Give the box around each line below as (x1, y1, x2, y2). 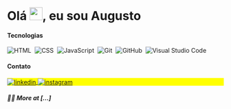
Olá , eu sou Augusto (7, 8, 142, 24)
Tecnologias (7, 31, 43, 39)
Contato (7, 62, 31, 70)
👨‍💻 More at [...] (7, 93, 52, 102)
